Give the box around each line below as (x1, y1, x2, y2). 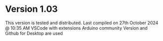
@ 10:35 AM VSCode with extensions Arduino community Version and (5, 25, 148, 31)
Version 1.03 (5, 3, 58, 15)
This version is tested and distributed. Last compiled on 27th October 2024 (5, 20, 159, 26)
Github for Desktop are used (5, 30, 63, 36)
